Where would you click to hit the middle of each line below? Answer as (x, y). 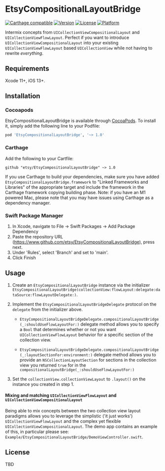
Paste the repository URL (37, 236)
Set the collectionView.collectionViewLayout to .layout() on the (79, 379)
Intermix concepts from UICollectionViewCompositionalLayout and (72, 32)
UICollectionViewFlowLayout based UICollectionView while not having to (79, 48)
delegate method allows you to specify (120, 324)
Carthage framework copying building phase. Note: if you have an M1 (75, 192)
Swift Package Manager (34, 215)
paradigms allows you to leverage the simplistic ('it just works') (69, 416)
